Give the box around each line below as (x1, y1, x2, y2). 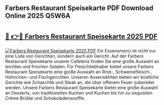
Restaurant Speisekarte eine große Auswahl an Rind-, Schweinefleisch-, (5, 69, 153, 75)
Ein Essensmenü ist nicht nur (97, 48, 156, 53)
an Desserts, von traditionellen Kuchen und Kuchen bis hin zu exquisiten (5, 90, 153, 96)
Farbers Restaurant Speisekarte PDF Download (5, 4, 154, 12)
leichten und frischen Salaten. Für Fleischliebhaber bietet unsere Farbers (5, 64, 154, 69)
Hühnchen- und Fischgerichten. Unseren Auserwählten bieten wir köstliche (5, 74, 159, 80)
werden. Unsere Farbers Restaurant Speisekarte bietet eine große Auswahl (5, 85, 158, 91)
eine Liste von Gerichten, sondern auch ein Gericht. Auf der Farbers (5, 53, 144, 59)
